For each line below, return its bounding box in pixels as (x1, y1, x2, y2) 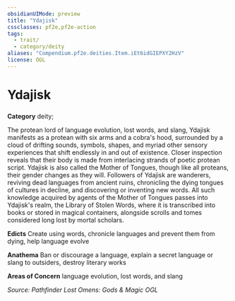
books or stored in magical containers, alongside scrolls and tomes (7, 208, 203, 216)
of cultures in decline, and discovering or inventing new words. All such (7, 185, 215, 194)
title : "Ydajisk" (7, 17, 59, 24)
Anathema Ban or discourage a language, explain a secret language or (7, 250, 214, 259)
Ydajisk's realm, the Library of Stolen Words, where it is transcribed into (7, 201, 216, 209)
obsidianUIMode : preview (7, 10, 80, 18)
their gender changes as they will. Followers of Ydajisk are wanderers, (7, 170, 211, 179)
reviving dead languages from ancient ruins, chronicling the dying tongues (7, 178, 224, 187)
